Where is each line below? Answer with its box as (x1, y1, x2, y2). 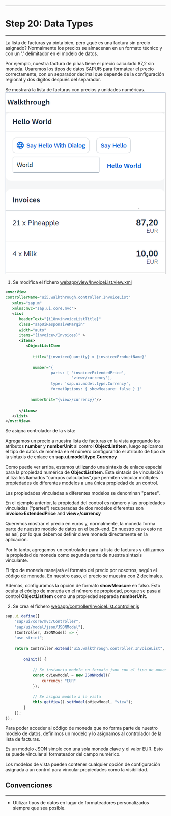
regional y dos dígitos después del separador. (5, 76, 101, 83)
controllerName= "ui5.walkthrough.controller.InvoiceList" (5, 295, 131, 301)
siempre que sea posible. (12, 805, 66, 811)
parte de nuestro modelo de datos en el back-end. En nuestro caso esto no (5, 526, 163, 532)
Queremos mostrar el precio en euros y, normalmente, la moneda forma (5, 521, 156, 527)
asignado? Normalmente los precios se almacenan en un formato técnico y (5, 45, 162, 51)
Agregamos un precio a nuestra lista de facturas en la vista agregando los (5, 438, 160, 444)
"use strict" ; (14, 635, 44, 640)
